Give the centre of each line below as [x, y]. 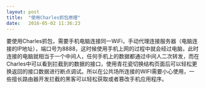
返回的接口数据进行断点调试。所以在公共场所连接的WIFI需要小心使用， [100, 72]
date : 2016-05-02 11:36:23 [43, 23]
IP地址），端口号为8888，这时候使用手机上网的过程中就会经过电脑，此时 [108, 49]
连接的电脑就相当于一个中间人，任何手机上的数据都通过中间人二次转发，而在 [103, 56]
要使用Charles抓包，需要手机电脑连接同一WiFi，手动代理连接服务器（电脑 [99, 41]
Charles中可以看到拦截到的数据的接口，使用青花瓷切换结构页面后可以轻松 [99, 64]
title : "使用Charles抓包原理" [43, 18]
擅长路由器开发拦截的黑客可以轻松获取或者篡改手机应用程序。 [89, 79]
